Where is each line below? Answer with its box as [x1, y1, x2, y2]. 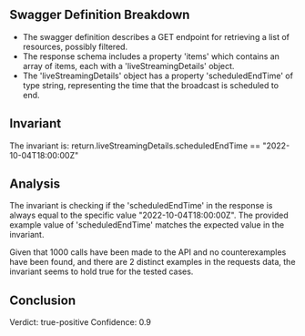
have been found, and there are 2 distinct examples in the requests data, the [9, 257, 296, 268]
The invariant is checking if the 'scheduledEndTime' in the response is [9, 200, 273, 211]
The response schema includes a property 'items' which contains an [22, 50, 280, 62]
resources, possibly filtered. [22, 41, 128, 52]
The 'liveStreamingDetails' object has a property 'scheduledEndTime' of [22, 70, 294, 81]
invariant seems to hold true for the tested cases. [9, 266, 194, 277]
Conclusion [9, 292, 76, 308]
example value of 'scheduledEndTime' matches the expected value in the [9, 219, 285, 230]
